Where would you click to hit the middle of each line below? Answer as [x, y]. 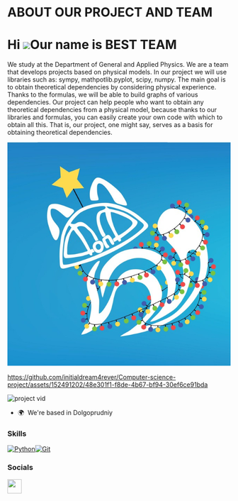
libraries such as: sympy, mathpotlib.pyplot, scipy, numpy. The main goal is [117, 79]
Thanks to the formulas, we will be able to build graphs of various [103, 95]
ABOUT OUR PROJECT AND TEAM [110, 12]
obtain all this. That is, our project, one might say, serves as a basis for [110, 125]
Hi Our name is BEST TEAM [92, 45]
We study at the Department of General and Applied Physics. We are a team [118, 65]
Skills [17, 434]
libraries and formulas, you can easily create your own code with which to [115, 117]
